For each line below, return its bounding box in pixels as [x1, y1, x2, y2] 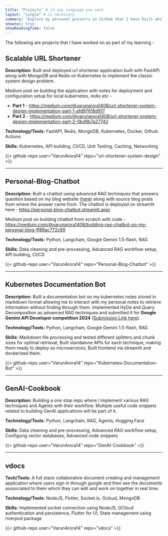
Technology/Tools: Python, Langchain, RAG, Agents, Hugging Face [5, 418, 144, 424]
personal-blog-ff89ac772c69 [5, 227, 66, 233]
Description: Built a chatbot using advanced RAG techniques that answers [5, 190, 158, 196]
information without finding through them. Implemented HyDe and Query [5, 304, 155, 310]
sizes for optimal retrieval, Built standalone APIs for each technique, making [5, 339, 161, 345]
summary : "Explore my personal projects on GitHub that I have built [5, 16, 153, 21]
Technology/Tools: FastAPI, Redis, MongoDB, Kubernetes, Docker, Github [5, 128, 158, 134]
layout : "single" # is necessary [5, 12, 75, 17]
